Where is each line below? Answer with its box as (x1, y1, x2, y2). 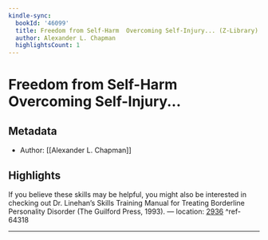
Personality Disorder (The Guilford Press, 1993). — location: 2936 (8, 207, 224, 216)
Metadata (8, 124, 57, 138)
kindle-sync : (8, 11, 52, 20)
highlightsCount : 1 (15, 41, 81, 49)
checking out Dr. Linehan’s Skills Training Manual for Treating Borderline (8, 198, 245, 207)
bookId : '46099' (15, 19, 69, 27)
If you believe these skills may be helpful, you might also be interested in (8, 189, 247, 199)
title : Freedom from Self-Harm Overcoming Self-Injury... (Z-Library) (15, 26, 259, 34)
